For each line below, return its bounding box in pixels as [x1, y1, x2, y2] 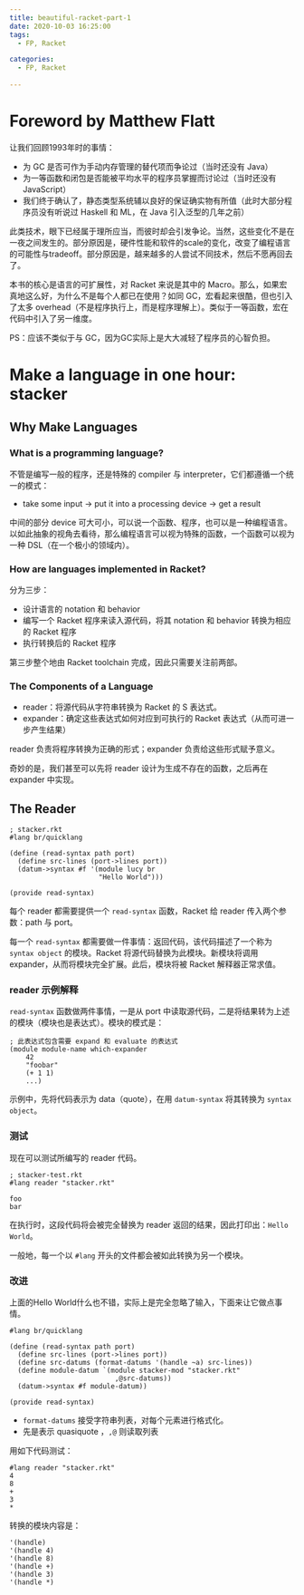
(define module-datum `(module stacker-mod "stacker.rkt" [17, 1366, 242, 1375]
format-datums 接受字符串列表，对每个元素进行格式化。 [22, 1415, 229, 1426]
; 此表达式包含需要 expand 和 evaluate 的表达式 [9, 1037, 178, 1047]
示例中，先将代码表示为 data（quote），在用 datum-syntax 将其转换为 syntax [9, 1094, 292, 1105]
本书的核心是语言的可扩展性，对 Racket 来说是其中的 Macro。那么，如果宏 [9, 278, 288, 290]
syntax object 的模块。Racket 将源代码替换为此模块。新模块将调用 [9, 948, 259, 959]
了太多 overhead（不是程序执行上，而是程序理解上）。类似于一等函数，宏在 [9, 301, 290, 313]
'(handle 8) [9, 1553, 54, 1563]
